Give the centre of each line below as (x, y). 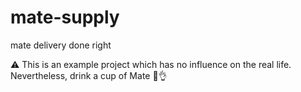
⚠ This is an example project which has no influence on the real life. (151, 64)
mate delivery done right (61, 45)
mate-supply (65, 17)
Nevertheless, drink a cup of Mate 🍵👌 (89, 75)
